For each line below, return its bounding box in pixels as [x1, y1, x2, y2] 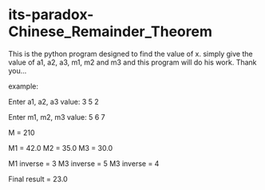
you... [8, 65, 27, 75]
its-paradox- [8, 6, 94, 24]
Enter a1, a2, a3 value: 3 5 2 [8, 97, 100, 106]
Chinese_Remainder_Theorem [8, 22, 213, 41]
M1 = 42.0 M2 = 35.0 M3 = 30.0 [8, 143, 113, 152]
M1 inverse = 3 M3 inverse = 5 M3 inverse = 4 [8, 158, 160, 168]
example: [8, 81, 38, 91]
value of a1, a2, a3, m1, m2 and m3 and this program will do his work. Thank [8, 57, 257, 67]
